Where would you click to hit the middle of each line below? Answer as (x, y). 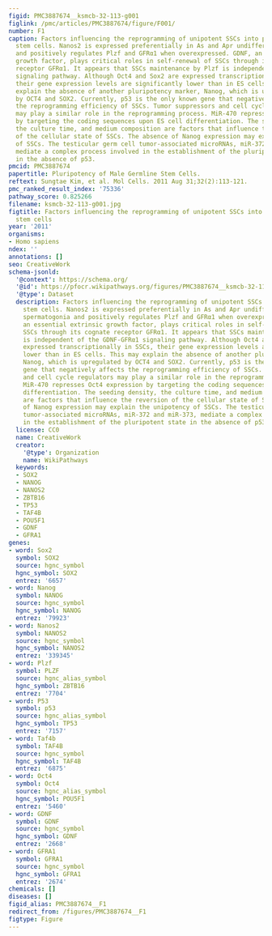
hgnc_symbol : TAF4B (49, 761)
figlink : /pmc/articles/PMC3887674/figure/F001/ (92, 23)
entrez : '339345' (45, 656)
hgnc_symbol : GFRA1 (49, 874)
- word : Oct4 (30, 776)
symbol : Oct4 (38, 784)
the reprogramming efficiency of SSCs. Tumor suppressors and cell (132, 106)
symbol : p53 (36, 708)
